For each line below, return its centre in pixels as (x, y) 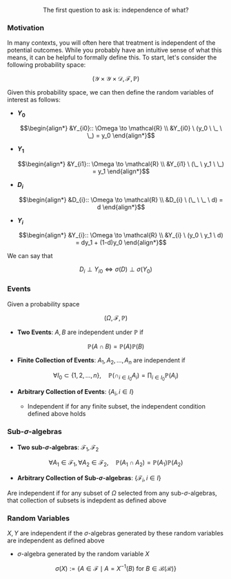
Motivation (26, 28)
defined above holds (57, 414)
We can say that (30, 256)
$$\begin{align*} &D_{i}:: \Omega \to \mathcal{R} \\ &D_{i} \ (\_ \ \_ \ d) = (121, 199)
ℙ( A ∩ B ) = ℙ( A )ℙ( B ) (116, 346)
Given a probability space (43, 304)
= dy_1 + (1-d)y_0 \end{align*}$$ (121, 243)
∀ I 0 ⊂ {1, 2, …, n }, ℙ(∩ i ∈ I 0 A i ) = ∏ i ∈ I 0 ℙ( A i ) (116, 377)
